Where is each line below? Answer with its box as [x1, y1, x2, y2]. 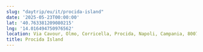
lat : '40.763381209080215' [6, 20, 74, 26]
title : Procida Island [6, 36, 63, 42]
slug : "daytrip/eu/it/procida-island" [6, 8, 104, 15]
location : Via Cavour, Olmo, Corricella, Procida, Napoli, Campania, [6, 31, 185, 37]
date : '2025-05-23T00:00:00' [6, 14, 80, 20]
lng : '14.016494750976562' [6, 25, 74, 32]
